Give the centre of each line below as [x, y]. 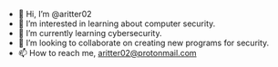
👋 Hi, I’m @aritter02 [55, 14]
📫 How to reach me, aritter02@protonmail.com [108, 53]
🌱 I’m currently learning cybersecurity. [90, 33]
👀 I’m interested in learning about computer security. [117, 24]
